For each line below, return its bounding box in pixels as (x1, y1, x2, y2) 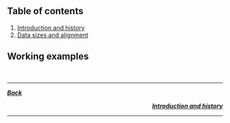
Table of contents (7, 5, 84, 17)
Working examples (7, 51, 89, 62)
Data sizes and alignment (16, 31, 89, 39)
